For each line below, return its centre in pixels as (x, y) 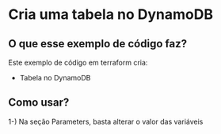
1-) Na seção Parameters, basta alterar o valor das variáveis (106, 121)
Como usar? (39, 103)
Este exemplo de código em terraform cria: (78, 62)
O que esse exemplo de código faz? (98, 44)
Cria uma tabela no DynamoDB (111, 15)
